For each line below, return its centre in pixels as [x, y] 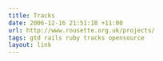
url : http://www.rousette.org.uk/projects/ [82, 30]
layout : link [30, 45]
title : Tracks [32, 15]
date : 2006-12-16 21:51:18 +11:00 [66, 23]
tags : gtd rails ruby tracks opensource [77, 38]
